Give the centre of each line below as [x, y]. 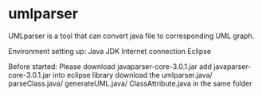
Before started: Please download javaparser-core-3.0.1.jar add [110, 66]
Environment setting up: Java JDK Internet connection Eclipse [110, 51]
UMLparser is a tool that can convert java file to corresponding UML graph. [131, 36]
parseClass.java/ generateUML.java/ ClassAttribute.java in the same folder [130, 83]
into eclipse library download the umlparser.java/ [133, 75]
